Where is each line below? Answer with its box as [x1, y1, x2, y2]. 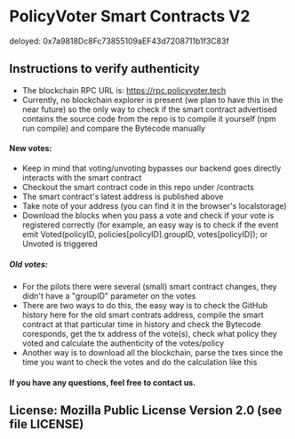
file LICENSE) [9, 416, 84, 432]
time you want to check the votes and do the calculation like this [21, 356, 258, 367]
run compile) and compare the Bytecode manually [21, 123, 206, 133]
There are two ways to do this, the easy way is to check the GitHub [21, 299, 268, 310]
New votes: [9, 143, 52, 154]
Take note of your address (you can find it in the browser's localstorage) [21, 200, 287, 211]
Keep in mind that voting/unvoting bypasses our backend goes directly [21, 163, 282, 173]
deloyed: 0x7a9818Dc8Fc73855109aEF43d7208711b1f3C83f [9, 36, 229, 46]
